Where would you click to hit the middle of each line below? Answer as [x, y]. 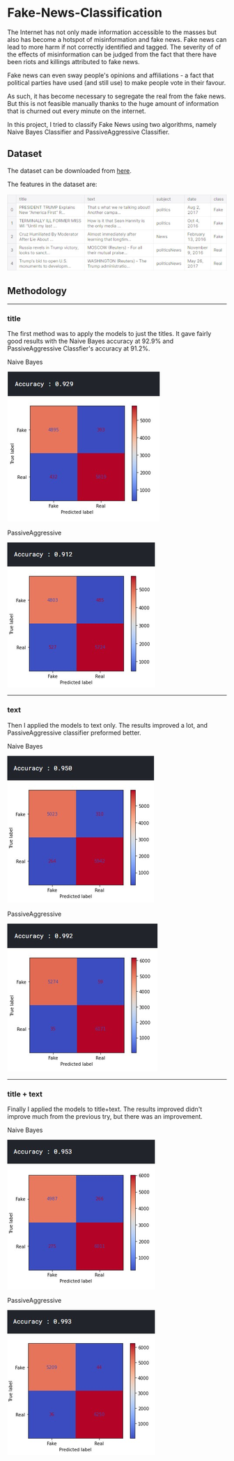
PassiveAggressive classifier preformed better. [74, 733]
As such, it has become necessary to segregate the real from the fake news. [117, 96]
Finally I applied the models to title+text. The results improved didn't [105, 1109]
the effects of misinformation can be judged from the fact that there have [112, 54]
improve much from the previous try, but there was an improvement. [105, 1116]
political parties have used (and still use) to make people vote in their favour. [117, 82]
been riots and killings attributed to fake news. [74, 61]
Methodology [37, 291]
